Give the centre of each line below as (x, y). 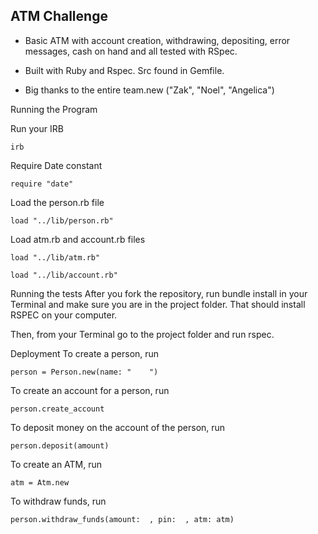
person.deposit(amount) (60, 445)
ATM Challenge (59, 16)
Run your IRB (37, 128)
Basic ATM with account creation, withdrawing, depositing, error (157, 40)
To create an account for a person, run (90, 390)
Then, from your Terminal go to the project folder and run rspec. (142, 334)
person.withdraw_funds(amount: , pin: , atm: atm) (122, 519)
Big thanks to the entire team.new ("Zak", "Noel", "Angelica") (149, 90)
